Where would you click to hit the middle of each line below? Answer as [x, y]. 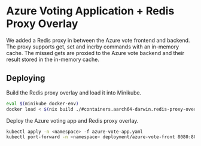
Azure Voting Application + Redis [90, 11]
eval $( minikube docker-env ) [42, 104]
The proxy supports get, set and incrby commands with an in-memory [93, 47]
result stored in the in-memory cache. [53, 59]
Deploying [26, 78]
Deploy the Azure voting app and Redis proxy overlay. [72, 120]
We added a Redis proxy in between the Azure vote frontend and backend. [98, 40]
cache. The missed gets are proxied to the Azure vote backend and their [95, 53]
